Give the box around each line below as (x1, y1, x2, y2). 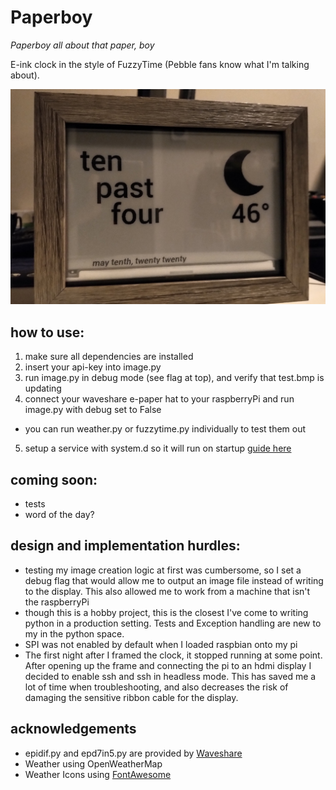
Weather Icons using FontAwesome (24, 768, 172, 780)
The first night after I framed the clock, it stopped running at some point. (24, 649, 323, 661)
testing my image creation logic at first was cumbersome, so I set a (24, 564, 302, 576)
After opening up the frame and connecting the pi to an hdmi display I (24, 659, 312, 671)
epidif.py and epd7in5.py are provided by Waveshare (24, 747, 243, 759)
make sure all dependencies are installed (24, 351, 194, 363)
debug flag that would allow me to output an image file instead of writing (24, 574, 324, 586)
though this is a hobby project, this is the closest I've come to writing (24, 606, 309, 618)
